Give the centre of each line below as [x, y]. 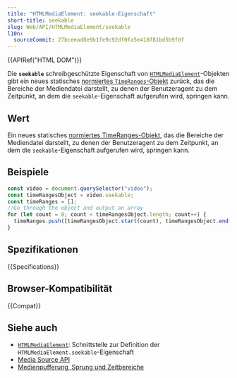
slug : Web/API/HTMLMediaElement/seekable [69, 27]
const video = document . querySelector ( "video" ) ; [80, 188]
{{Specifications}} [34, 266]
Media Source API [44, 360]
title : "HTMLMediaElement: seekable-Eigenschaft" [82, 14]
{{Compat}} [24, 305]
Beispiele [28, 172]
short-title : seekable [41, 20]
